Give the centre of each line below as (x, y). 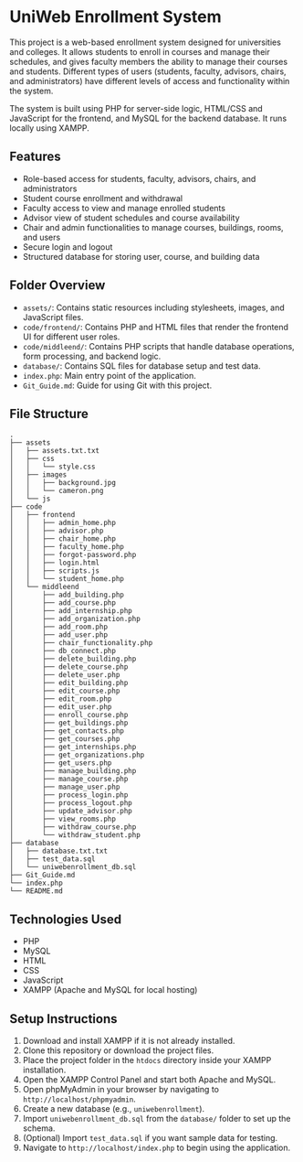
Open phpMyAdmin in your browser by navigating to (120, 1089)
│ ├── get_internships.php (73, 748)
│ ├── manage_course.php (69, 780)
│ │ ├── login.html (55, 563)
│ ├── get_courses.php (65, 739)
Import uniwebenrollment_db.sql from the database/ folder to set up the (157, 1119)
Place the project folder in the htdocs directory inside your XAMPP (147, 1060)
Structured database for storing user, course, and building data (141, 256)
